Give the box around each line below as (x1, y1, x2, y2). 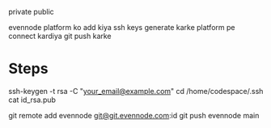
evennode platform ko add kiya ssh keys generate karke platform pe (8, 23, 235, 32)
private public (8, 7, 54, 16)
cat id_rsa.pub (8, 95, 57, 105)
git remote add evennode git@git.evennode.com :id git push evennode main (8, 110, 260, 120)
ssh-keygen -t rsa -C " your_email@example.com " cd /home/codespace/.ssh (8, 86, 264, 96)
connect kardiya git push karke (8, 32, 112, 41)
